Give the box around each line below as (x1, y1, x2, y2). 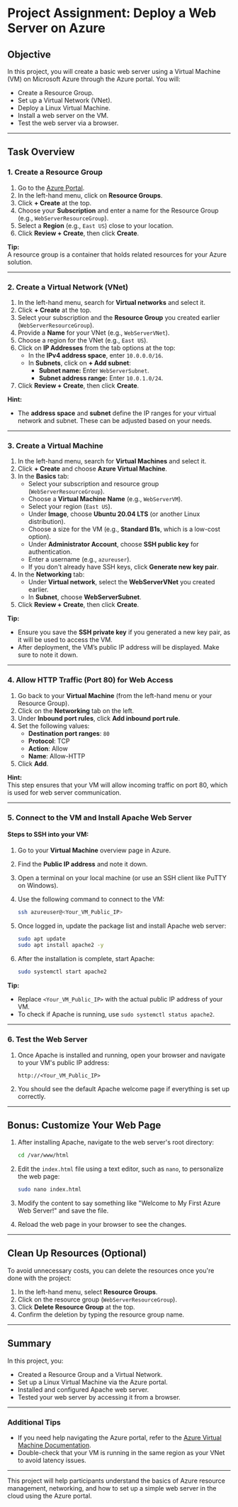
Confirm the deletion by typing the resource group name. (17, 1310, 185, 1319)
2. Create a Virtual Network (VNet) (7, 282, 129, 292)
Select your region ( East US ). (28, 503, 113, 511)
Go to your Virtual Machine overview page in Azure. (17, 846, 171, 854)
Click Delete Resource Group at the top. (17, 1302, 136, 1311)
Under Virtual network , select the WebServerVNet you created (28, 578, 215, 586)
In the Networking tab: (17, 570, 85, 579)
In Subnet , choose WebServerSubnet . (28, 593, 142, 601)
